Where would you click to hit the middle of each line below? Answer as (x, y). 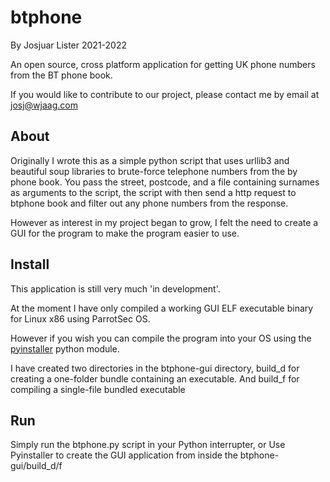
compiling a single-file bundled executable (98, 389)
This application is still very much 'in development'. (115, 288)
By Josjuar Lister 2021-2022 (69, 45)
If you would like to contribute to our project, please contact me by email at (165, 94)
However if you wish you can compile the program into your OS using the (161, 338)
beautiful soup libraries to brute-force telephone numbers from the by (154, 171)
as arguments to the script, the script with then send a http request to (153, 192)
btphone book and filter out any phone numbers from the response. (149, 203)
